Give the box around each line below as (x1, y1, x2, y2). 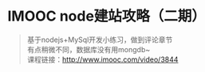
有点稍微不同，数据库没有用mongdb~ (26, 44, 151, 54)
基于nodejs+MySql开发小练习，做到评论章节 (26, 35, 173, 44)
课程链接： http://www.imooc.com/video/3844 (26, 55, 179, 64)
